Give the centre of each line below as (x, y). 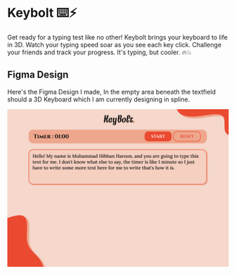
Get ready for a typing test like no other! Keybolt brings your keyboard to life (118, 37)
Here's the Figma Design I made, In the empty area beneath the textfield (112, 92)
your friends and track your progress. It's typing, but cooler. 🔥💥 (99, 52)
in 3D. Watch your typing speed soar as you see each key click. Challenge (114, 44)
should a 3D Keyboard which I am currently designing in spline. (99, 99)
